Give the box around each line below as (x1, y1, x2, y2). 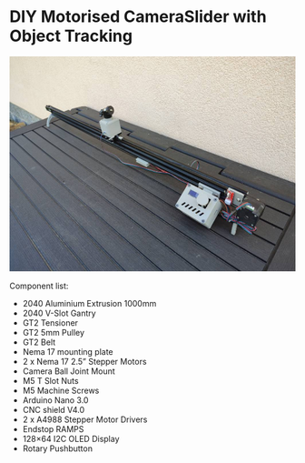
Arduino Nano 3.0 (22, 394, 89, 406)
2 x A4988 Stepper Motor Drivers (22, 414, 148, 425)
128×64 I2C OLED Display (22, 433, 120, 444)
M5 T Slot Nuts (22, 375, 79, 386)
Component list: (9, 280, 69, 291)
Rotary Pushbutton (22, 443, 93, 454)
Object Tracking (9, 25, 133, 46)
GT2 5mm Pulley (22, 327, 84, 337)
